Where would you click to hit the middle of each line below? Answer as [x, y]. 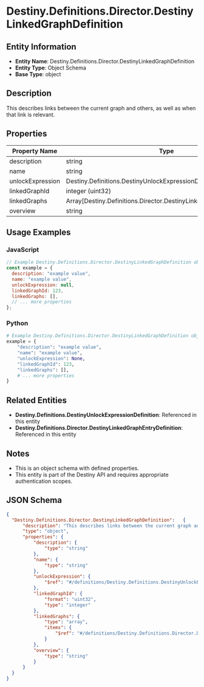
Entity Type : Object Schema [51, 68]
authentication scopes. [44, 481]
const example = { [29, 268]
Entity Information [42, 47]
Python [17, 323]
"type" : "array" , [66, 622]
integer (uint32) [88, 191]
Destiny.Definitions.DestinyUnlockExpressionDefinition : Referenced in [106, 415]
